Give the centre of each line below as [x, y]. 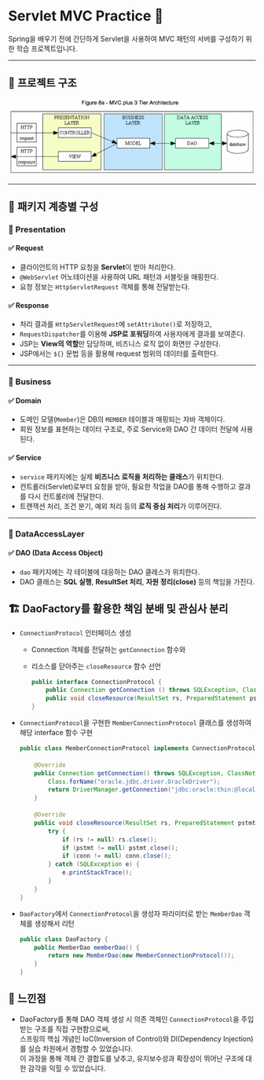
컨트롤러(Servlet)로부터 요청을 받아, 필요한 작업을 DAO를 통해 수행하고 [128, 486]
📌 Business [30, 382]
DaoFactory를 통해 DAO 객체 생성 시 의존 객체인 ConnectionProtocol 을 [129, 1019]
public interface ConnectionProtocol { [97, 682]
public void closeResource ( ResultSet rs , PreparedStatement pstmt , [147, 823]
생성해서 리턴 [54, 923]
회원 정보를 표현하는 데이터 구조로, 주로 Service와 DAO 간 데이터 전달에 [129, 429]
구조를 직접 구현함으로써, [72, 1029]
